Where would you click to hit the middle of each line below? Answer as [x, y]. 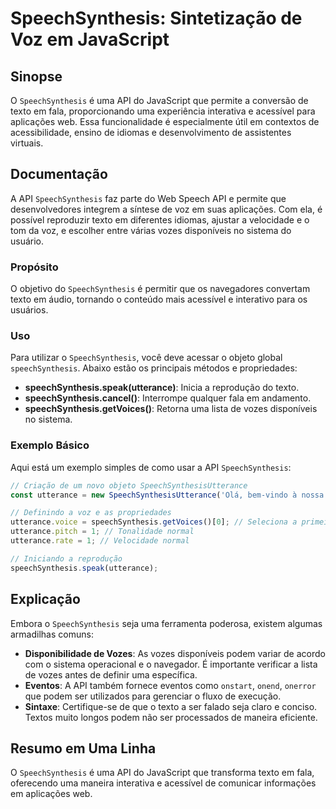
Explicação [45, 599]
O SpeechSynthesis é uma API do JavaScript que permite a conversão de [159, 100]
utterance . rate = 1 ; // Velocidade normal [100, 541]
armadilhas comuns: [52, 634]
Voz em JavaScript [90, 39]
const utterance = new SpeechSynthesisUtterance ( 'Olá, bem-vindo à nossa [167, 495]
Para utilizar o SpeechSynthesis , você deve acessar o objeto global [146, 358]
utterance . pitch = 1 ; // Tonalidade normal [102, 532]
